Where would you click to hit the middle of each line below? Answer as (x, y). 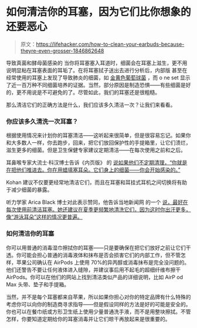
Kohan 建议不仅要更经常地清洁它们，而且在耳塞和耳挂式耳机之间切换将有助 (97, 182)
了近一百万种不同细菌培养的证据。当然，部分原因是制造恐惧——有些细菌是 (96, 85)
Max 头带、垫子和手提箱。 (38, 284)
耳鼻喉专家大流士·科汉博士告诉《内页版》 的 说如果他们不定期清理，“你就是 (97, 163)
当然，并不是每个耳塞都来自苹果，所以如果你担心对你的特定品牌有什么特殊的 (98, 297)
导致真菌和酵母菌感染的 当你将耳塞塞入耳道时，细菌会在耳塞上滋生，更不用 (97, 63)
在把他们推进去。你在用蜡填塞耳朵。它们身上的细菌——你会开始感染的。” (93, 170)
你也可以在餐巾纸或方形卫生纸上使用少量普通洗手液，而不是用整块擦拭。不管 (98, 312)
